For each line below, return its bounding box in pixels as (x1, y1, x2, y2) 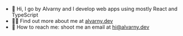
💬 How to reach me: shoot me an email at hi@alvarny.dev (11, 23, 150, 30)
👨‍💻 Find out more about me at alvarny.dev (11, 18, 113, 24)
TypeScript (11, 11, 39, 18)
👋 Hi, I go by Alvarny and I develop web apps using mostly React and (11, 6, 178, 12)
